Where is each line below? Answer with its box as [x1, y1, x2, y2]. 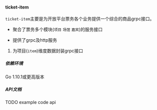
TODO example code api [5, 99, 56, 105]
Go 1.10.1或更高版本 [5, 74, 44, 80]
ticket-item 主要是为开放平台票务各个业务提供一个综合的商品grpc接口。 [5, 16, 154, 22]
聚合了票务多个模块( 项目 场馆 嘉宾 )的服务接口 [12, 27, 103, 33]
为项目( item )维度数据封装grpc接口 [12, 48, 84, 54]
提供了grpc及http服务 [12, 37, 57, 43]
